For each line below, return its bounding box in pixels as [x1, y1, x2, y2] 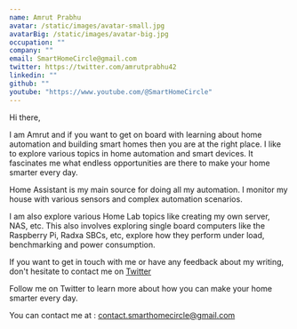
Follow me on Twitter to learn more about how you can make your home [9, 283, 273, 293]
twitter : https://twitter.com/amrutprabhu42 [9, 63, 177, 72]
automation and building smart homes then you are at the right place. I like [9, 139, 282, 149]
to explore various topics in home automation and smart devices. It [9, 148, 253, 158]
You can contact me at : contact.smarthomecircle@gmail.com [9, 309, 236, 320]
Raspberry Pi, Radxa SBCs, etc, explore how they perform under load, [9, 229, 265, 240]
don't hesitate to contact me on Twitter [9, 266, 152, 277]
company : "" [9, 46, 53, 55]
